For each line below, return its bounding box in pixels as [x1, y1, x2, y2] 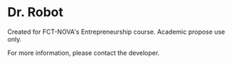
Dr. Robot [7, 4, 64, 20]
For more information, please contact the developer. [7, 49, 160, 57]
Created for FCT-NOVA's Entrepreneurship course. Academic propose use [7, 27, 226, 36]
